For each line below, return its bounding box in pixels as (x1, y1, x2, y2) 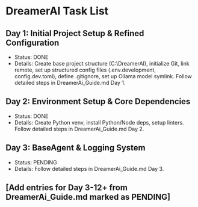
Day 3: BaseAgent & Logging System (5, 143, 146, 153)
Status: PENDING (14, 158, 58, 166)
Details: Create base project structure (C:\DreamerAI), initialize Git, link (14, 60, 190, 67)
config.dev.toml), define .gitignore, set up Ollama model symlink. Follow (14, 73, 192, 79)
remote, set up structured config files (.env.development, (14, 66, 156, 73)
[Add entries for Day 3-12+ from (5, 182, 128, 193)
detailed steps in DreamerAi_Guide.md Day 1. (14, 79, 126, 86)
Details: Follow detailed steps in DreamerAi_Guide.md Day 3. (14, 165, 164, 172)
